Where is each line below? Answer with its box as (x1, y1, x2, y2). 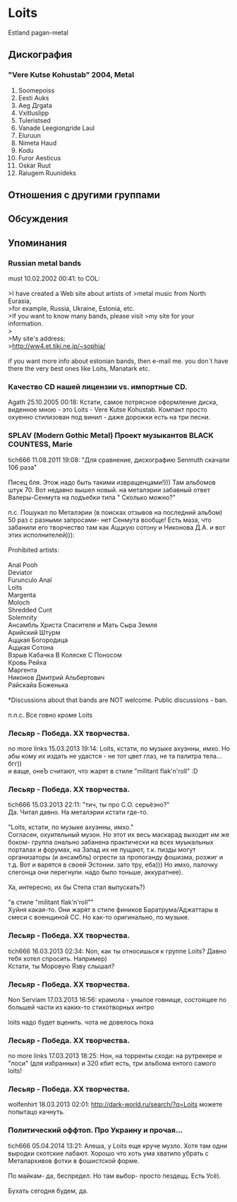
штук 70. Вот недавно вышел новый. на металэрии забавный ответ (8, 485, 210, 494)
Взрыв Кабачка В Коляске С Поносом (8, 650, 123, 659)
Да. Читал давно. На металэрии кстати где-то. (8, 808, 149, 816)
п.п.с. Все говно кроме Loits (8, 710, 93, 719)
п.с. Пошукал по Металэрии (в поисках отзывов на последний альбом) (8, 508, 223, 516)
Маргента (8, 665, 37, 674)
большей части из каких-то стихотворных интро (8, 1003, 154, 1011)
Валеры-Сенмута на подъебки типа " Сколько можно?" (8, 493, 176, 501)
